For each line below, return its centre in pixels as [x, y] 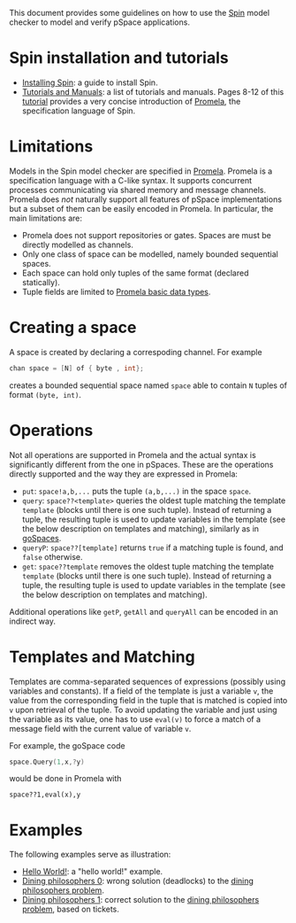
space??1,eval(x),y [45, 795]
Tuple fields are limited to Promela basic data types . [116, 291]
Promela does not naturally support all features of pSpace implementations [146, 199]
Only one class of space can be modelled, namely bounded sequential [150, 254]
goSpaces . [42, 538]
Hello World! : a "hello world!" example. [92, 872]
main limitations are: [46, 218]
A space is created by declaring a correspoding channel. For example [136, 352]
